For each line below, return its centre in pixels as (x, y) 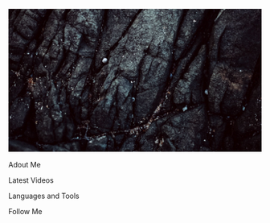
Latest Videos (31, 180)
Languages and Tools (44, 196)
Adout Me (25, 164)
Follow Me (25, 211)
